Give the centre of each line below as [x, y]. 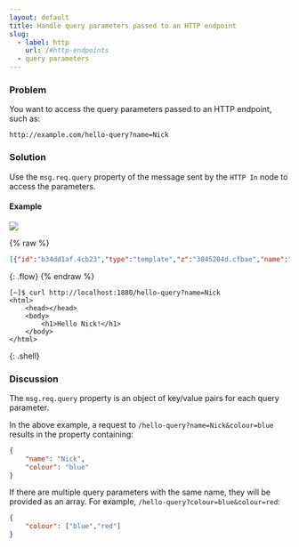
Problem [28, 90]
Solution [28, 157]
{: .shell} [24, 356]
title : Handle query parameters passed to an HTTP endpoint [123, 26]
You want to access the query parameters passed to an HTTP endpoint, [141, 109]
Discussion [34, 379]
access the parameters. [53, 186]
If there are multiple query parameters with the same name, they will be [140, 492]
